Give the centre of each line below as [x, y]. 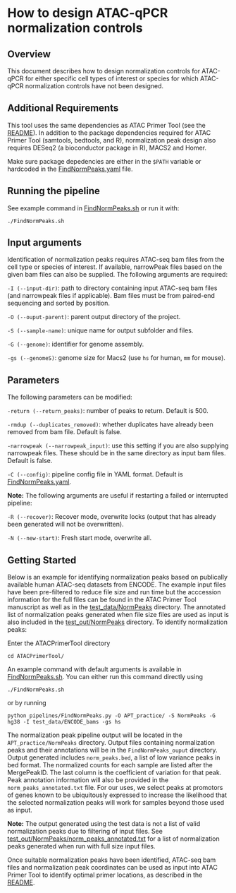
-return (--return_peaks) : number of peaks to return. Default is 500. [108, 411]
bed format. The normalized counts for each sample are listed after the [110, 765]
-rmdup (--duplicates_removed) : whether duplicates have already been [110, 424]
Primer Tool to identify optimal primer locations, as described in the [105, 875]
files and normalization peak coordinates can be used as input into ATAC [113, 868]
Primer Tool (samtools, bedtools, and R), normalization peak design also [112, 140]
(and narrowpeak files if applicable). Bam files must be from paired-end [111, 296]
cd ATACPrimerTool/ [36, 657]
